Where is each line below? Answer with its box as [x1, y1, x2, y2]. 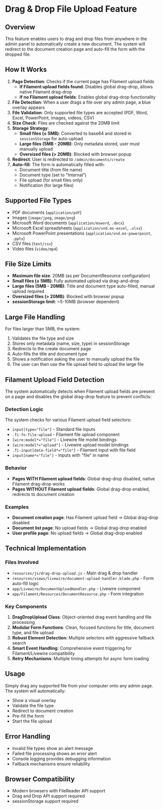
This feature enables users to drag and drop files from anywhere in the [5, 36, 147, 42]
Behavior [5, 465, 27, 471]
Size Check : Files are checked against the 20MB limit [12, 120, 120, 126]
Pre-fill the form [12, 713, 44, 719]
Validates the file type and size [12, 336, 74, 341]
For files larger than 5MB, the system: [5, 326, 81, 332]
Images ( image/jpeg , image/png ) [12, 214, 76, 220]
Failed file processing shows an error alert [12, 750, 97, 756]
